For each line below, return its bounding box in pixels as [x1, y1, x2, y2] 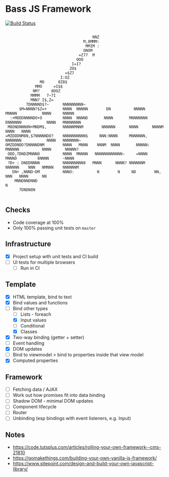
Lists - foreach [20, 311, 52, 317]
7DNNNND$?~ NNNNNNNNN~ [26, 102, 86, 107]
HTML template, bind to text [12, 294, 72, 300]
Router [12, 409, 27, 416]
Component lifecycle [12, 404, 57, 410]
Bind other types [12, 305, 48, 311]
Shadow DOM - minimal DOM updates [12, 398, 94, 404]
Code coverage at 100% [12, 219, 64, 225]
